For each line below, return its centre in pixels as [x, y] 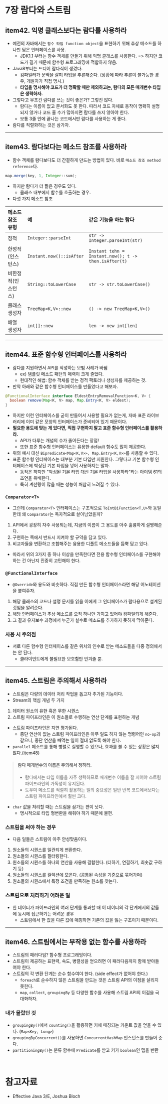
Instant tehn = [107, 251]
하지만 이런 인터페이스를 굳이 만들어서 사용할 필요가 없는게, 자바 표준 [79, 416]
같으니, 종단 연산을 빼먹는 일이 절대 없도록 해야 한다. [70, 740]
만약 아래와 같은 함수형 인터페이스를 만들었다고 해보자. [65, 386]
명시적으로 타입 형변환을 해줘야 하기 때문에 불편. [66, 813]
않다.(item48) [26, 753]
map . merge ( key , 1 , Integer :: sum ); [41, 176]
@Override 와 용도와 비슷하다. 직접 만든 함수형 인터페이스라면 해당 [76, 584]
